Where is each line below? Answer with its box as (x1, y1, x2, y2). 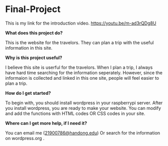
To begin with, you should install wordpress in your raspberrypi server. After (5, 99, 163, 106)
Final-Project (5, 4, 61, 15)
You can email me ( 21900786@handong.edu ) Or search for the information (5, 129, 160, 136)
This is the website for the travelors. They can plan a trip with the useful (5, 39, 154, 46)
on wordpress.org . (5, 135, 45, 141)
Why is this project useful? (5, 54, 62, 61)
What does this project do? (5, 30, 63, 36)
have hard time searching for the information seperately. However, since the (5, 69, 162, 76)
